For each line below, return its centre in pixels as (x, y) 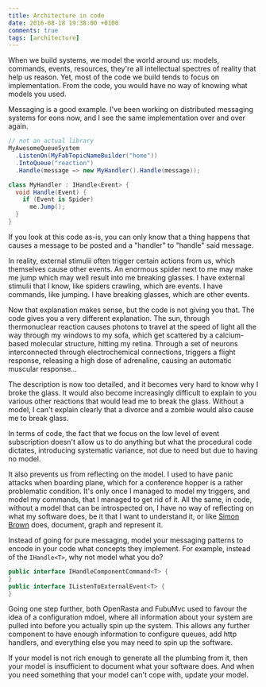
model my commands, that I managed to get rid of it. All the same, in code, (130, 499)
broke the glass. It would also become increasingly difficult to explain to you (132, 392)
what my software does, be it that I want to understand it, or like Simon (124, 516)
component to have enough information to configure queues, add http (122, 634)
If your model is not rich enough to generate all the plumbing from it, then (128, 658)
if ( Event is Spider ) (58, 199)
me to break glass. (39, 418)
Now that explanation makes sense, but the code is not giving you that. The (131, 310)
